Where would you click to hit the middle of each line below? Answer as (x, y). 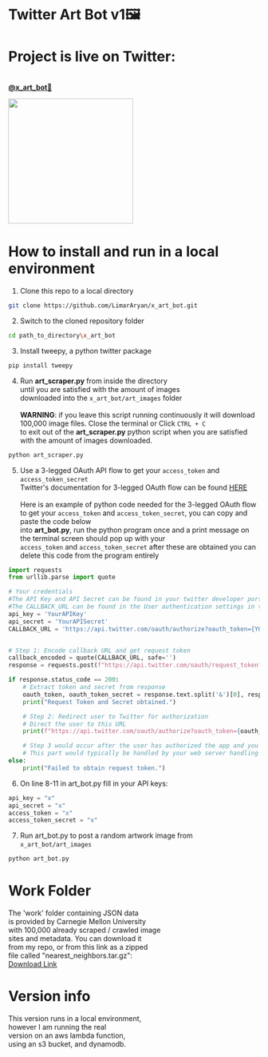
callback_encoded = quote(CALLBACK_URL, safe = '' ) (93, 658)
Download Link (33, 964)
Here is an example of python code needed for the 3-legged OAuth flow (138, 504)
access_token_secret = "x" (53, 820)
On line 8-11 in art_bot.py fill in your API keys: (94, 783)
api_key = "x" (32, 798)
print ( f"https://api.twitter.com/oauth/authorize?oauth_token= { (132, 731)
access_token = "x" (41, 813)
